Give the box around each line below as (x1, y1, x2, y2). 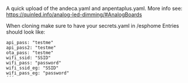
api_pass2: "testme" (6, 45, 57, 50)
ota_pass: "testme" (6, 50, 54, 56)
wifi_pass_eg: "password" (6, 70, 69, 76)
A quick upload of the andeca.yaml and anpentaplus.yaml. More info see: (6, 5, 183, 12)
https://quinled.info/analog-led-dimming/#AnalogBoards (6, 11, 142, 18)
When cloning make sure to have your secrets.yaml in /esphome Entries (6, 23, 180, 29)
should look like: (6, 28, 46, 35)
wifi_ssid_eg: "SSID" (6, 65, 59, 71)
